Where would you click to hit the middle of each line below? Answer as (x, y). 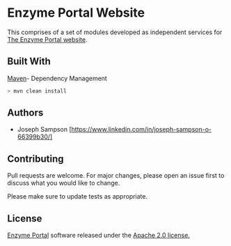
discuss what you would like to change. (64, 183)
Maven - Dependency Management (57, 78)
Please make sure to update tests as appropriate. (78, 197)
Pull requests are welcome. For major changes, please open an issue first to (116, 176)
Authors (25, 113)
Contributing (35, 159)
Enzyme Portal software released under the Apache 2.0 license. (98, 236)
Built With (29, 62)
